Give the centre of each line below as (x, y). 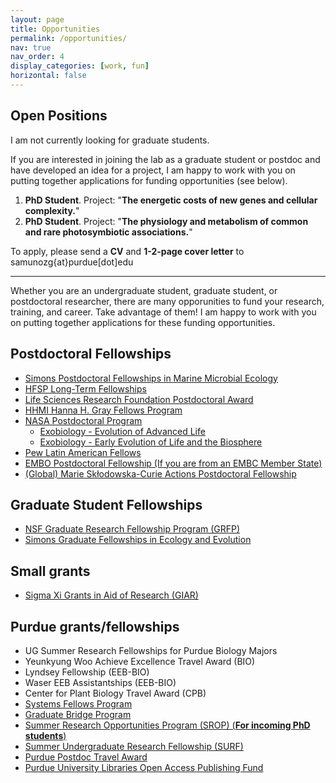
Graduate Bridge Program (78, 714)
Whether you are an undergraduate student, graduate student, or (144, 290)
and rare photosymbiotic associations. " (108, 232)
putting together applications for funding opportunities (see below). (149, 180)
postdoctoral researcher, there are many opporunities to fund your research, (167, 301)
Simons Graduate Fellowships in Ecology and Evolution (138, 540)
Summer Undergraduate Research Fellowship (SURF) (134, 746)
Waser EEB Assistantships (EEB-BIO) (100, 682)
